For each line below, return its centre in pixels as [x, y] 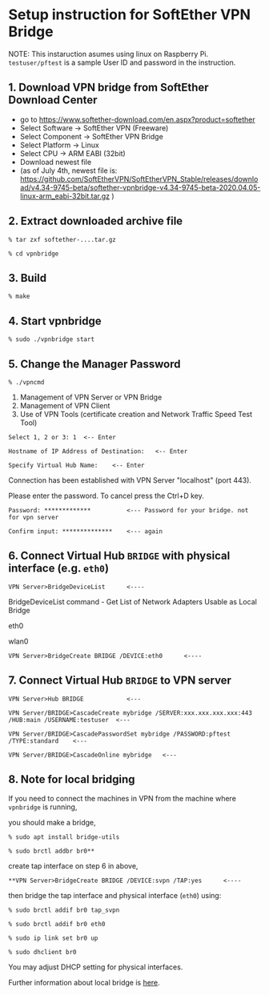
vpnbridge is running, [43, 807]
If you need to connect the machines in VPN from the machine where [122, 799]
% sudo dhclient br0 [43, 953]
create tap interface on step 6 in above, [73, 866]
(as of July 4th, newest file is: [68, 171]
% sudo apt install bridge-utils [64, 837]
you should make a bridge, [52, 823]
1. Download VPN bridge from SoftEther [109, 88]
